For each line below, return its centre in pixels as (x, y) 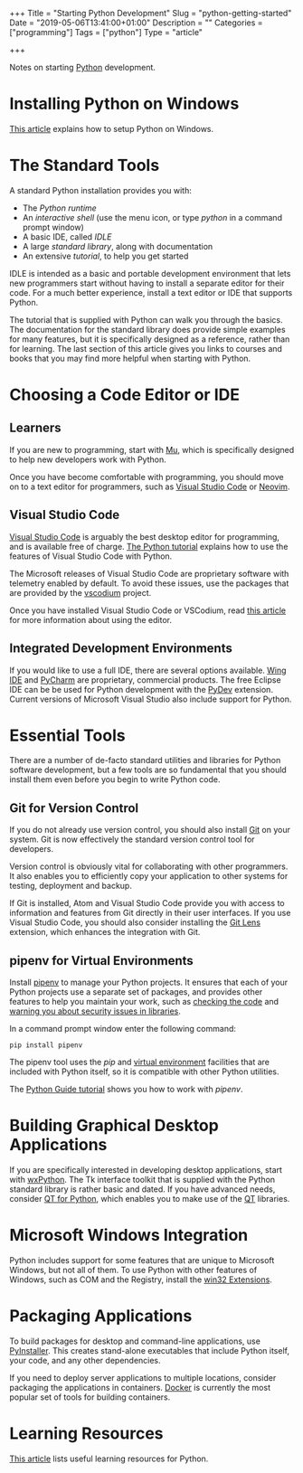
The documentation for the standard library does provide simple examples (148, 329)
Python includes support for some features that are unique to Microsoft (142, 1260)
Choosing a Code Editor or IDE (124, 395)
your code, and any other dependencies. (85, 1360)
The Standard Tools (85, 165)
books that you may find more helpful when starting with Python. (130, 358)
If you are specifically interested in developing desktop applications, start (146, 1170)
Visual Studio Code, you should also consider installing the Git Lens (135, 922)
